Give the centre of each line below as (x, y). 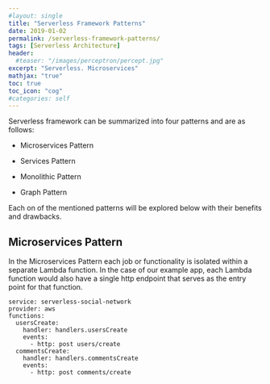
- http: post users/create (75, 344)
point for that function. (46, 287)
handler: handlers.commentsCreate (81, 359)
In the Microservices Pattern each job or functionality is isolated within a (128, 261)
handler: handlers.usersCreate (75, 330)
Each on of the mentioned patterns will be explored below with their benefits (135, 208)
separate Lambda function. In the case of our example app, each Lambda (130, 270)
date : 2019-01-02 (37, 31)
